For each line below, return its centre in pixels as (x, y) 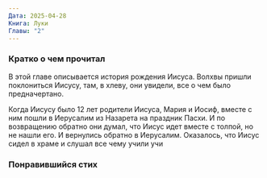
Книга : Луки (28, 23)
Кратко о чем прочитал (57, 59)
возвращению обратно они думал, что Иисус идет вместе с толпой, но (131, 126)
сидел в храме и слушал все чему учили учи (86, 143)
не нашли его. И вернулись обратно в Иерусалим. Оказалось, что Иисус (134, 135)
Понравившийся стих (53, 164)
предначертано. (36, 93)
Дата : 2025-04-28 (38, 16)
